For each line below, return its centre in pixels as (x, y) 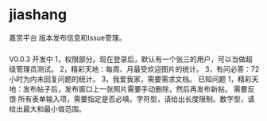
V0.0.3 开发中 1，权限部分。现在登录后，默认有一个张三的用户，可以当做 (128, 59)
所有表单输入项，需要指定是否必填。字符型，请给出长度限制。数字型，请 (136, 99)
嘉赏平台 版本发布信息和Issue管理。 (68, 37)
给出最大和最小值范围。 (47, 108)
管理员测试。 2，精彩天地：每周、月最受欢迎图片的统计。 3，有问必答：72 (137, 68)
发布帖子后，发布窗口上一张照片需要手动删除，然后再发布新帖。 (127, 88)
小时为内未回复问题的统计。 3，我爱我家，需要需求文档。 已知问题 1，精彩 (131, 79)
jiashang (38, 15)
